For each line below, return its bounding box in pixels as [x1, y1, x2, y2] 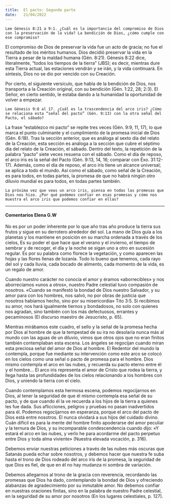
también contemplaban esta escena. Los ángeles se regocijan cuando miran [5, 340, 164, 346]
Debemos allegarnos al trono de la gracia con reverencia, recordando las [5, 472, 157, 478]
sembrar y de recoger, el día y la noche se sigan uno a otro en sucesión [5, 245, 154, 251]
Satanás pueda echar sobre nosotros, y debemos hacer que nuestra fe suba [5, 451, 164, 457]
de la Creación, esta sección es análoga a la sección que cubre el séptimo [5, 140, 160, 146]
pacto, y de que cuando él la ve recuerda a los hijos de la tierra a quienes [5, 398, 158, 404]
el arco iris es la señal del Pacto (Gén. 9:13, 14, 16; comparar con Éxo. [5, 157, 150, 163]
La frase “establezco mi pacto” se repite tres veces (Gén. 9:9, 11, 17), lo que [5, 124, 162, 130]
